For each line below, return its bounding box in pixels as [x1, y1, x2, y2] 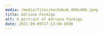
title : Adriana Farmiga [5, 12, 56, 17]
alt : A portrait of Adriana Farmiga [5, 16, 82, 21]
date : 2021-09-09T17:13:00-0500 [5, 21, 73, 26]
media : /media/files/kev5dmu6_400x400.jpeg [5, 7, 98, 12]
